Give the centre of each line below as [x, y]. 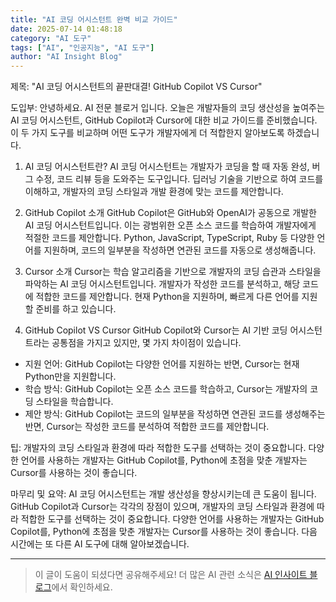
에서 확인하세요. [82, 587]
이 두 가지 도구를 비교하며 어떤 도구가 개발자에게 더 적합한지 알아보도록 [147, 133]
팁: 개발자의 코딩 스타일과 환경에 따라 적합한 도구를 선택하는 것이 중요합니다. [158, 448]
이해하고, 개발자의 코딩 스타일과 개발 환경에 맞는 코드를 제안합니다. [154, 192]
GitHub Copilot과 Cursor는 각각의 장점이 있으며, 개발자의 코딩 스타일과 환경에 [162, 507]
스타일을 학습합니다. [74, 402]
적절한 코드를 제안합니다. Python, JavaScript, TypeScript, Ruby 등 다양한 [169, 238]
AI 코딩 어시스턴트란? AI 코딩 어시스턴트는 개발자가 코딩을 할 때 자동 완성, [167, 167]
